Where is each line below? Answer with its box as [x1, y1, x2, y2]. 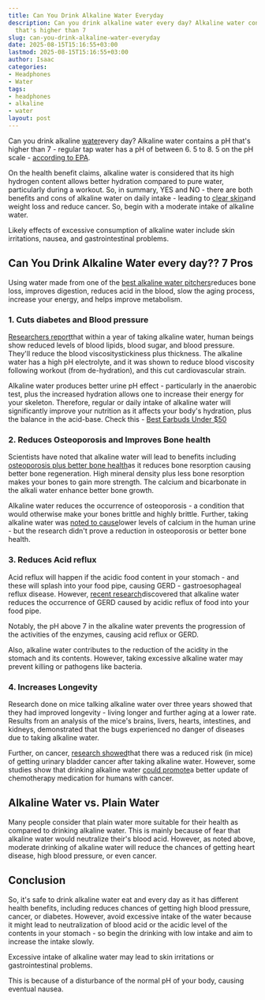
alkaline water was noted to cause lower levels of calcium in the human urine [8, 518, 256, 528]
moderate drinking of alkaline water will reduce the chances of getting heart [8, 842, 255, 852]
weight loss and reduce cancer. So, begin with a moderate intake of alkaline [8, 201, 255, 211]
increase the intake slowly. [8, 937, 95, 946]
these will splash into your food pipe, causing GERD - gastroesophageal [8, 581, 242, 590]
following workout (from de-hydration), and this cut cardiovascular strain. [8, 365, 247, 375]
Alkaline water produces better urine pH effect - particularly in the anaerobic [8, 381, 257, 390]
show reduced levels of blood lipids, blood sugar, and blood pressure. [8, 340, 235, 350]
